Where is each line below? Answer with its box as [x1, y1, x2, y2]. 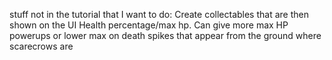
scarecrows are [9, 40, 74, 52]
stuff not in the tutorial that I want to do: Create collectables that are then [9, 9, 309, 20]
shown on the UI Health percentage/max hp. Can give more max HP [9, 19, 289, 31]
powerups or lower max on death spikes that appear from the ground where [9, 30, 322, 41]
